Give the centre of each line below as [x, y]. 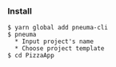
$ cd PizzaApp [31, 56]
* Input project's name [54, 41]
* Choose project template [60, 49]
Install [20, 11]
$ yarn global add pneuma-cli [58, 28]
